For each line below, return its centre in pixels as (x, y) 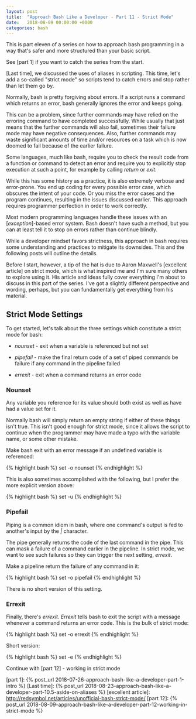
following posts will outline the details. (52, 254)
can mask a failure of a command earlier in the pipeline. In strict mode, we (95, 549)
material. (17, 296)
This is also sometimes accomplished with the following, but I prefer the (93, 479)
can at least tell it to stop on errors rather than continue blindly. (82, 230)
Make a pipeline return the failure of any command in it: (73, 566)
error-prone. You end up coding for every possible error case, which (89, 187)
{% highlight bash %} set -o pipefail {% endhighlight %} (74, 577)
